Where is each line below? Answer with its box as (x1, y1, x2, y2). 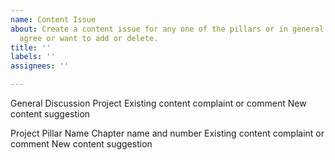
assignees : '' (10, 61, 70, 71)
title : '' (10, 42, 52, 53)
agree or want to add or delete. (19, 33, 159, 43)
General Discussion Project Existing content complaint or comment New (10, 97, 307, 109)
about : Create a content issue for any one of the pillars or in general (10, 24, 325, 34)
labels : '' (10, 52, 56, 62)
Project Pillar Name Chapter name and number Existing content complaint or (10, 127, 325, 139)
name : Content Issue (10, 14, 97, 25)
